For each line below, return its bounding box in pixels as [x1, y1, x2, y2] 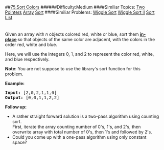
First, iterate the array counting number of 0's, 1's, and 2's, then [12, 124, 141, 129]
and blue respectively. [5, 56, 50, 62]
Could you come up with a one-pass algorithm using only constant [12, 134, 147, 140]
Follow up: [5, 104, 27, 109]
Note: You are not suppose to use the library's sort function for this [5, 66, 141, 71]
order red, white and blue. [5, 42, 57, 47]
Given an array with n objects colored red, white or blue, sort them [5, 31, 139, 37]
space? [12, 139, 27, 145]
